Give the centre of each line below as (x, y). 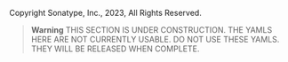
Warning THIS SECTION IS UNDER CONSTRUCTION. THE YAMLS (152, 30)
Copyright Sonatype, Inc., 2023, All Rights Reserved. (105, 13)
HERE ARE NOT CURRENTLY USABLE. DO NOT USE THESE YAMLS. (155, 39)
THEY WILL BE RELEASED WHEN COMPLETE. (115, 49)
